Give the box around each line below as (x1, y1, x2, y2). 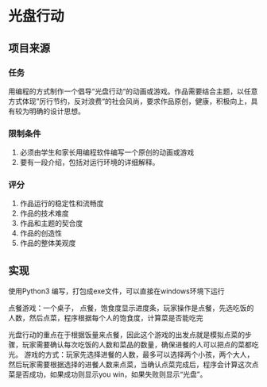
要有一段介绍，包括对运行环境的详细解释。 (19, 158, 160, 167)
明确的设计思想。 (29, 106, 85, 116)
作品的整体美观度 (19, 239, 76, 248)
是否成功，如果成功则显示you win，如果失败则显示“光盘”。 (14, 370, 207, 379)
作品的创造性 (19, 228, 62, 238)
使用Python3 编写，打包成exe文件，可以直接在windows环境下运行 (8, 286, 225, 296)
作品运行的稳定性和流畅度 (19, 199, 104, 209)
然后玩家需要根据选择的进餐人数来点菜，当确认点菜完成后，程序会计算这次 (8, 360, 252, 370)
